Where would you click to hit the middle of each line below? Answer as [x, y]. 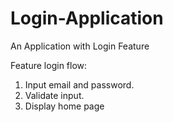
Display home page [64, 106]
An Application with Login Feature [80, 46]
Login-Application [87, 18]
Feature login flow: [49, 65]
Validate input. [54, 95]
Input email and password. [79, 84]
